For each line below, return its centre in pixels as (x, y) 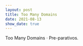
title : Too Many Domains (31, 14)
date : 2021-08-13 (23, 19)
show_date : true (22, 24)
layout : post (19, 10)
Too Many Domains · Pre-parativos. (42, 38)
